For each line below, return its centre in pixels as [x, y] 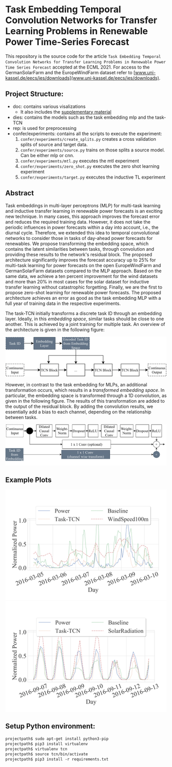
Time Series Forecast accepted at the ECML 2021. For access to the [78, 67]
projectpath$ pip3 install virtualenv [47, 744]
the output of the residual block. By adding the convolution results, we [79, 406]
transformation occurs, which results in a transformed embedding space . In [85, 390]
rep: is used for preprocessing [45, 128]
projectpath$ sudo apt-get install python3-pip [57, 739]
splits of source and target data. [54, 144]
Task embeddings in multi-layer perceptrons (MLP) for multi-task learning [83, 205]
